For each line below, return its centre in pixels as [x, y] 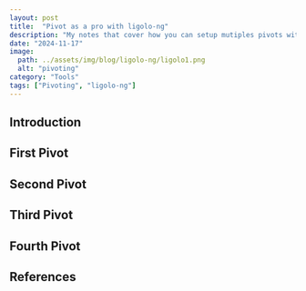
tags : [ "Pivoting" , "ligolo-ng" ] [73, 85]
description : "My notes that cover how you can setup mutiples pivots [146, 35]
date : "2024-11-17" [46, 43]
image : [22, 52]
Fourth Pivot [45, 246]
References [43, 277]
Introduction [46, 122]
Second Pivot [48, 184]
